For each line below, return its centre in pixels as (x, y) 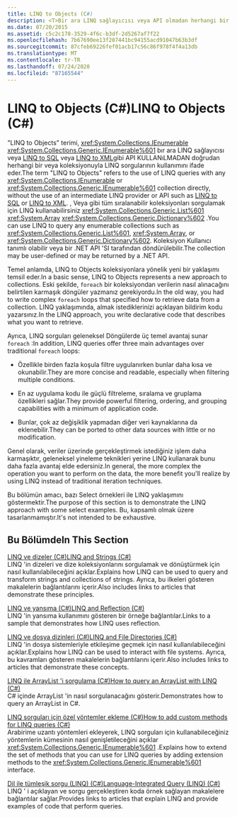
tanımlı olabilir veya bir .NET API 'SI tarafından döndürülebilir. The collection (116, 248)
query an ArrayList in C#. (44, 704)
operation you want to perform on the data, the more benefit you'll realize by (119, 474)
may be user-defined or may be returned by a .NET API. (88, 256)
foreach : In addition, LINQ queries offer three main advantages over (106, 344)
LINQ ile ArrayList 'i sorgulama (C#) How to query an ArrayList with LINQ (112, 681)
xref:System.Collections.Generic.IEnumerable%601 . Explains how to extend (117, 748)
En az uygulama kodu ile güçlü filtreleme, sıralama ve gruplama (109, 393)
